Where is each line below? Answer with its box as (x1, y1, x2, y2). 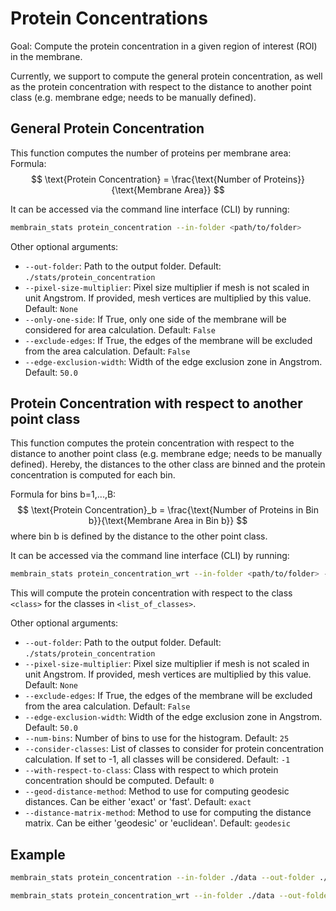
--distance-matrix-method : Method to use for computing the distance (24, 807, 312, 819)
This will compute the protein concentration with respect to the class (10, 587, 293, 599)
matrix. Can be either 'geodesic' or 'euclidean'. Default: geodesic (24, 817, 291, 829)
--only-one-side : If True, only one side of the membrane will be (24, 313, 287, 325)
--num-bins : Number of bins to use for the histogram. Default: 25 (24, 732, 290, 744)
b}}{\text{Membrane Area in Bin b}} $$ (88, 515, 248, 527)
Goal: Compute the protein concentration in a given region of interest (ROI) (10, 40, 318, 52)
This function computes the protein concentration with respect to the (10, 437, 295, 449)
